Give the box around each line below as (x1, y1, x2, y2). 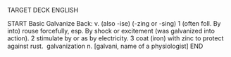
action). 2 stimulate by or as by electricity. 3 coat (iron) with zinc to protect (7, 34, 224, 42)
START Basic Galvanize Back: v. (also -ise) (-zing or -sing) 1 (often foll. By (7, 19, 221, 27)
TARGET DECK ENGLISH (7, 6, 79, 14)
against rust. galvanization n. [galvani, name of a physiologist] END (7, 42, 204, 50)
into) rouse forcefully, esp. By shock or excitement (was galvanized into (7, 27, 215, 35)
